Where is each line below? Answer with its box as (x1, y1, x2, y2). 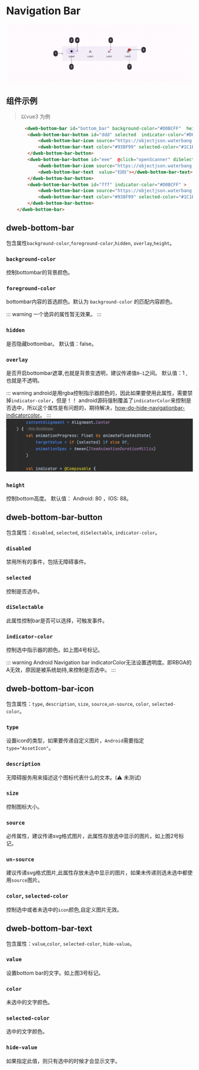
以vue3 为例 (20, 113, 50, 120)
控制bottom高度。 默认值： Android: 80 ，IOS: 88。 (6, 495, 132, 502)
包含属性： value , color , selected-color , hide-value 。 (6, 940, 135, 947)
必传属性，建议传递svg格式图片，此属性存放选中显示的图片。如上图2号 (6, 833, 179, 840)
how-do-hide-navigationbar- (115, 404, 185, 411)
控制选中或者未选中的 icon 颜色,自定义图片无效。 (6, 906, 123, 913)
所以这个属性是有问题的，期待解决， (26, 404, 115, 411)
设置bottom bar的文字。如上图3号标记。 (6, 969, 104, 976)
